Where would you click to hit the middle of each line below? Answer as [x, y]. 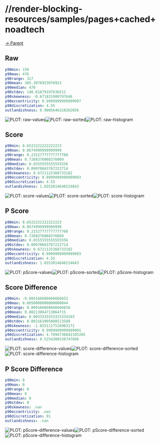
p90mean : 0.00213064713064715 [36, 312]
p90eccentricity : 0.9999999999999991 [43, 330]
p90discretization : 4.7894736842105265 [45, 335]
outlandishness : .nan [27, 421]
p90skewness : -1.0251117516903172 [40, 326]
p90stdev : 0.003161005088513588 [38, 321]
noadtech [25, 30]
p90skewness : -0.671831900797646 [39, 97]
